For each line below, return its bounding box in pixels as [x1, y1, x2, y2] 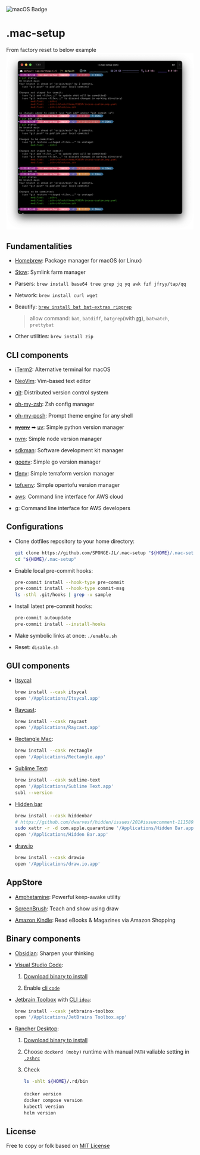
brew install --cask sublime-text [14, 777, 101, 783]
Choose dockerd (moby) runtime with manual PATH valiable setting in [23, 1048, 189, 1055]
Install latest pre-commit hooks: [14, 603, 93, 610]
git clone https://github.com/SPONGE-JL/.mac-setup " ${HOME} [14, 549, 170, 556]
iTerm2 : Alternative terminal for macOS [14, 366, 111, 373]
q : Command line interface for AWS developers [14, 505, 131, 512]
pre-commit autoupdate [14, 615, 71, 621]
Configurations [6, 522, 64, 532]
